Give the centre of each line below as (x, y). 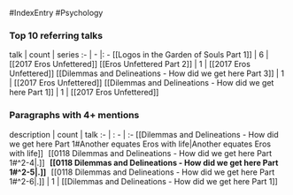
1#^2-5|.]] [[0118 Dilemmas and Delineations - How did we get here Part (142, 172)
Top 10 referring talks (56, 35)
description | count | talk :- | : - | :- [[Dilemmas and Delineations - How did (144, 134)
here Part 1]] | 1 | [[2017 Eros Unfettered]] (84, 93)
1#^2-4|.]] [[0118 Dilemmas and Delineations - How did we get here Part (144, 162)
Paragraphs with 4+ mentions (74, 116)
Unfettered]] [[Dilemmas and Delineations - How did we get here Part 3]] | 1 (147, 73)
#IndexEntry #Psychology (56, 13)
